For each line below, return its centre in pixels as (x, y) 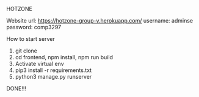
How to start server (31, 39)
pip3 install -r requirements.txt (53, 70)
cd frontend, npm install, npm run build (64, 57)
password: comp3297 (34, 27)
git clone (26, 51)
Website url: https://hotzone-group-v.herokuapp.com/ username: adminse (100, 20)
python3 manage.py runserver (53, 77)
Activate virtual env (39, 64)
